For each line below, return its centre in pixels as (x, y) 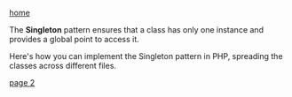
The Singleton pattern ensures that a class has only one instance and (137, 30)
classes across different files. (63, 66)
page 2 (22, 82)
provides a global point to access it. (74, 39)
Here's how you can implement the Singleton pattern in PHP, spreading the (146, 56)
